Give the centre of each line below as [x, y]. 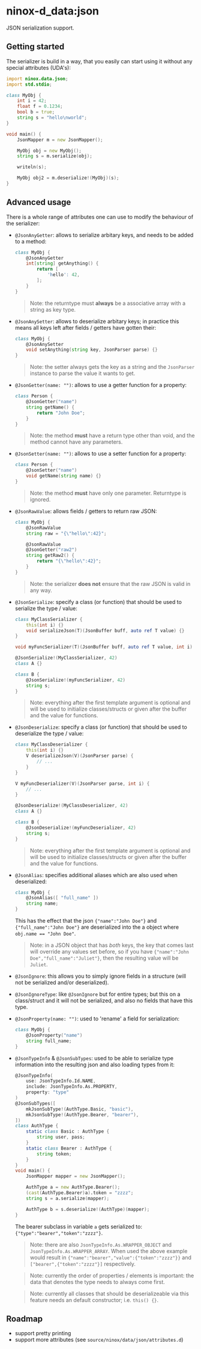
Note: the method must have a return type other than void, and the [112, 436]
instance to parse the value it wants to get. [82, 373]
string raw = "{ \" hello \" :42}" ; [66, 533]
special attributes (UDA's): [38, 68]
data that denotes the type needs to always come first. [97, 1281]
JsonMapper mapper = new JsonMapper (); [76, 1177]
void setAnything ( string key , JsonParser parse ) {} [92, 350]
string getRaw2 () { [50, 556]
